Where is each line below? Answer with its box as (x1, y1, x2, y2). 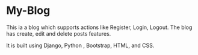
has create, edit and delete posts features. (6, 30, 111, 37)
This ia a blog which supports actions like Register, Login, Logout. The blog (6, 24, 193, 31)
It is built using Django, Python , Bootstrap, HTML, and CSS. (6, 42, 155, 49)
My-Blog (6, 4, 51, 18)
